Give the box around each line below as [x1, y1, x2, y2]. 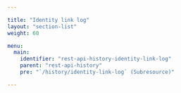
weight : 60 [7, 30, 39, 37]
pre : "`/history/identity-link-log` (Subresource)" [20, 68, 175, 75]
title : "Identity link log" [7, 16, 90, 23]
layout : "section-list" [7, 23, 77, 30]
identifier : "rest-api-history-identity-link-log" [20, 56, 172, 63]
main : [13, 49, 30, 56]
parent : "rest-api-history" [20, 62, 102, 69]
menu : [7, 42, 23, 49]
